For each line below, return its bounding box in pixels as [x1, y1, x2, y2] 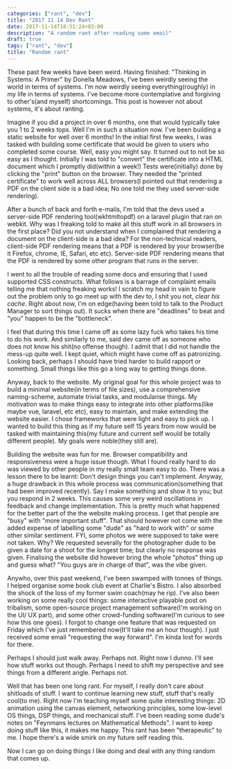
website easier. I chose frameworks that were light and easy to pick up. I [7, 414, 214, 423]
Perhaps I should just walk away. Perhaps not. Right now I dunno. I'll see [7, 653, 213, 662]
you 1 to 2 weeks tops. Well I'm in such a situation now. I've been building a [7, 125, 222, 134]
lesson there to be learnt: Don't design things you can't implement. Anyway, [7, 472, 224, 480]
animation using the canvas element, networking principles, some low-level [7, 704, 222, 712]
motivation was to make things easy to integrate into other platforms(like [7, 400, 213, 408]
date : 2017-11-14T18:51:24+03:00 [7, 23, 104, 30]
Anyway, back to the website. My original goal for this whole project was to [7, 378, 222, 386]
